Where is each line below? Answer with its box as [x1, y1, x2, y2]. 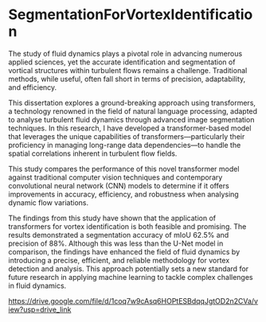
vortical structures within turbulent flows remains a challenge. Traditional [8, 65, 248, 75]
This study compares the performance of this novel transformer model [8, 164, 240, 173]
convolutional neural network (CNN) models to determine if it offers [8, 180, 229, 190]
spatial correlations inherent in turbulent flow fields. [8, 149, 178, 158]
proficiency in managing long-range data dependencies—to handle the [8, 140, 241, 149]
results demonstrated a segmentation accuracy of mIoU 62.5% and [8, 230, 229, 239]
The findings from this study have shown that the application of [8, 213, 217, 223]
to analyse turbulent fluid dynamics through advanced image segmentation [8, 114, 255, 124]
